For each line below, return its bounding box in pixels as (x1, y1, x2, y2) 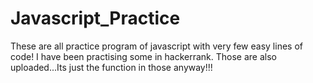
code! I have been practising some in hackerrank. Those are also (10, 50, 277, 62)
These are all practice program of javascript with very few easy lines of (10, 40, 303, 52)
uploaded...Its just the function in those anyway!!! (10, 61, 213, 73)
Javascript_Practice (10, 7, 181, 30)
